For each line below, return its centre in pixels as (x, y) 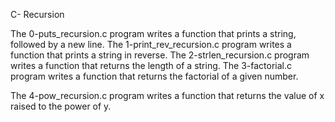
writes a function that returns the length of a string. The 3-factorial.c (151, 65)
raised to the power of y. (61, 106)
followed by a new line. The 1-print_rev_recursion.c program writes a (151, 44)
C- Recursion (37, 14)
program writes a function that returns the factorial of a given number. (154, 76)
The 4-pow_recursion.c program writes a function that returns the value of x (167, 95)
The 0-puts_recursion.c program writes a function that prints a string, (153, 33)
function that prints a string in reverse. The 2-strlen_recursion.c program (160, 55)
